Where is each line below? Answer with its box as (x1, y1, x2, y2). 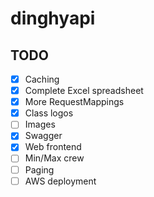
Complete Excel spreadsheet (24, 85, 144, 97)
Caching (24, 73, 60, 85)
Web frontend (24, 141, 82, 153)
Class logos (24, 107, 74, 119)
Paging (24, 163, 55, 176)
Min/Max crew (24, 152, 85, 164)
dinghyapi (10, 7, 96, 30)
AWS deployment (24, 175, 97, 187)
